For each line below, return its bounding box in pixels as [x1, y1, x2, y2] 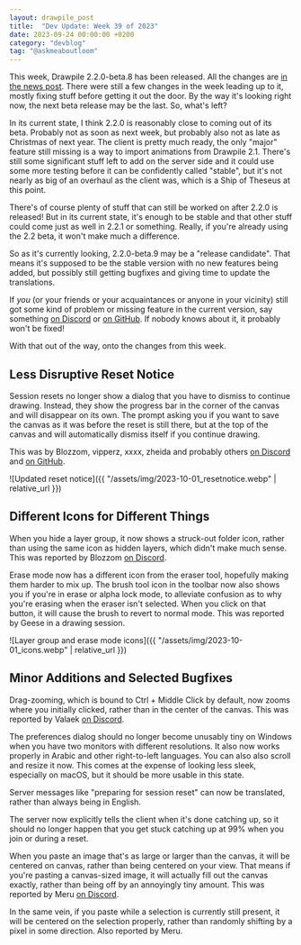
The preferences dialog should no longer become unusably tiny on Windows [9, 731, 292, 741]
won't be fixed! [9, 323, 65, 334]
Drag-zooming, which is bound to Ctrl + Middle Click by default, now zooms [9, 695, 290, 705]
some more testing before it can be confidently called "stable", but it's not [9, 166, 283, 177]
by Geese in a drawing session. [9, 617, 126, 628]
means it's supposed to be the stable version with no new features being [9, 258, 279, 268]
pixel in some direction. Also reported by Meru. [9, 925, 183, 936]
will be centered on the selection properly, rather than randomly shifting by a [9, 915, 293, 926]
